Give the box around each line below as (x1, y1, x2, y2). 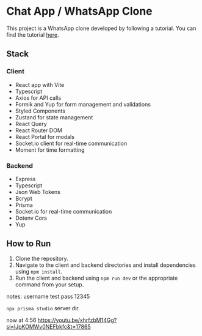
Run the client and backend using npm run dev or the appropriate (15, 274, 178, 282)
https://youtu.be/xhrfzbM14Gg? (37, 316, 117, 324)
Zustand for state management (15, 113, 93, 121)
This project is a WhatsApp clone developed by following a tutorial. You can (6, 24, 197, 32)
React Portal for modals (15, 133, 75, 140)
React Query (15, 120, 47, 127)
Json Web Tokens (15, 188, 61, 195)
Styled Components (15, 107, 66, 114)
